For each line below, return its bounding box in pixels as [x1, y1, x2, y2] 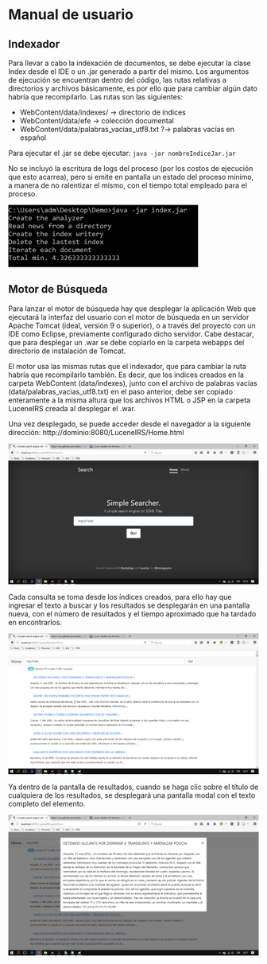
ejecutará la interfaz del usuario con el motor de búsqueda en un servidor [8, 312, 250, 321]
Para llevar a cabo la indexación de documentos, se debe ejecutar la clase [8, 58, 252, 68]
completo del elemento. [8, 799, 86, 808]
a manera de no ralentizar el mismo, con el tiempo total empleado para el [8, 181, 248, 190]
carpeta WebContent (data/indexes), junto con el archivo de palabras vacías [8, 378, 257, 387]
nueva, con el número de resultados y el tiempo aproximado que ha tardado [8, 608, 257, 618]
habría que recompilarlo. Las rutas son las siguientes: [8, 92, 184, 101]
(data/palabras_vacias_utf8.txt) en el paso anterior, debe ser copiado [8, 387, 233, 396]
